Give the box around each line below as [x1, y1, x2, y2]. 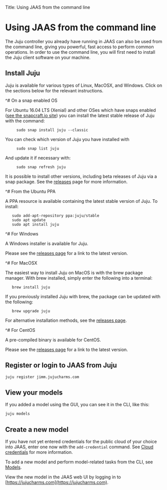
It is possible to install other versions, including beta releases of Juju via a [5, 173, 157, 179]
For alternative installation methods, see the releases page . [5, 317, 127, 323]
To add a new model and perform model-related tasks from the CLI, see [5, 459, 153, 465]
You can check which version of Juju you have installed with [5, 136, 129, 142]
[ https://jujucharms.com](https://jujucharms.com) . [5, 479, 109, 485]
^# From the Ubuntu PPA [5, 188, 56, 194]
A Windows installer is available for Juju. [5, 240, 88, 247]
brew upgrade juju [11, 308, 50, 313]
